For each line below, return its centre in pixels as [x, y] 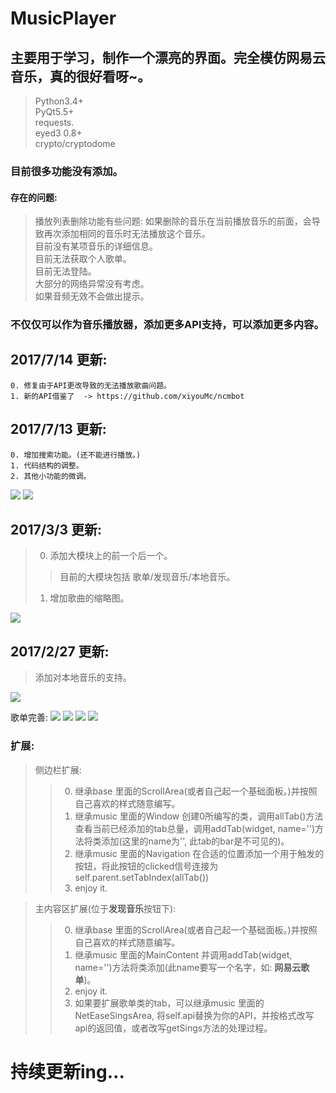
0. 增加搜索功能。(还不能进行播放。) [76, 455]
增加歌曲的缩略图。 [89, 598]
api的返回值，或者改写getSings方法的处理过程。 [173, 1028]
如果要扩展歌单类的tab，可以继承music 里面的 [169, 1003]
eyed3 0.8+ [58, 133]
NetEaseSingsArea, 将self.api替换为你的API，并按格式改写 [194, 1015]
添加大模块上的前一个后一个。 [111, 556]
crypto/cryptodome [75, 143]
